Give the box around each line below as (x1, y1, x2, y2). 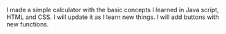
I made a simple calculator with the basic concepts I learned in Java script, (6, 6, 219, 14)
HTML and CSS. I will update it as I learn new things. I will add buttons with (6, 13, 219, 21)
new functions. (6, 20, 49, 28)
